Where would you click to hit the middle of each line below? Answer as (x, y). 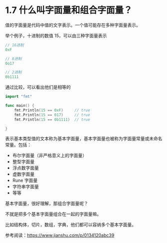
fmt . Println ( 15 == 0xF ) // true (52, 110)
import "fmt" (19, 97)
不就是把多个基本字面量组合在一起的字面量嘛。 (53, 214)
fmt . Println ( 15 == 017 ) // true (52, 115)
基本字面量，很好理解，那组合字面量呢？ (47, 204)
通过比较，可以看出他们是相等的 (38, 87)
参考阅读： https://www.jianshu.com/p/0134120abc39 (60, 236)
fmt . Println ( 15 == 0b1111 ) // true (52, 120)
